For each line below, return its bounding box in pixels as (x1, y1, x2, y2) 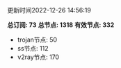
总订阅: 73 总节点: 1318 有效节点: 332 (7, 21, 115, 29)
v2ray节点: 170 (17, 53, 60, 61)
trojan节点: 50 (17, 35, 58, 44)
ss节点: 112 (17, 44, 49, 52)
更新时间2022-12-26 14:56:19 (7, 6, 92, 14)
